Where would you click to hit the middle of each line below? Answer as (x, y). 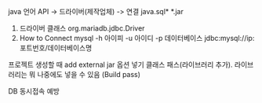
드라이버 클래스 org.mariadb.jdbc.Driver (82, 28)
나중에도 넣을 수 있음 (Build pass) (89, 74)
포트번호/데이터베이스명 (56, 48)
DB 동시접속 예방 (34, 91)
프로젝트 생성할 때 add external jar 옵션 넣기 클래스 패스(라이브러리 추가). (120, 64)
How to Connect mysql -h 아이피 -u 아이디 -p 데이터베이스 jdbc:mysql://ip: (137, 38)
